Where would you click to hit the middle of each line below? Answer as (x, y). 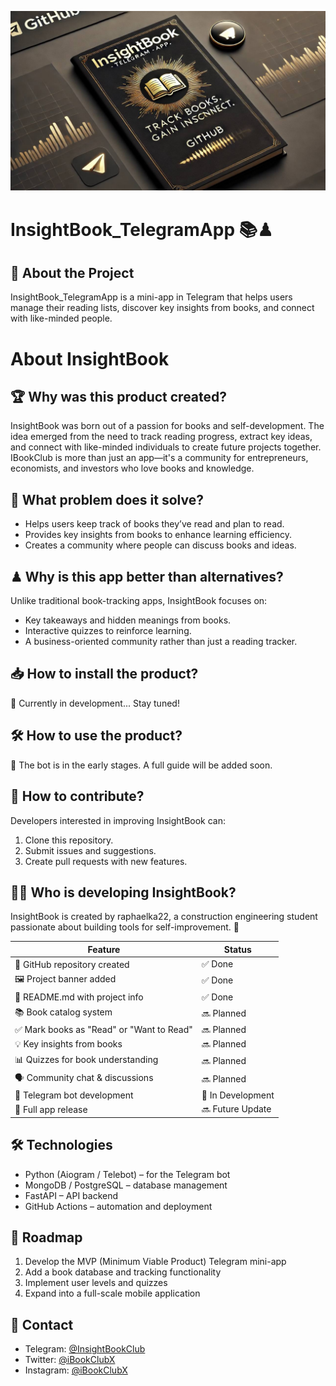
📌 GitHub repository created (72, 964)
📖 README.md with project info (79, 997)
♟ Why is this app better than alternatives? (147, 576)
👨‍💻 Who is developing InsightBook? (123, 892)
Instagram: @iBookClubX (76, 1370)
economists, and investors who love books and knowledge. (132, 468)
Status (237, 949)
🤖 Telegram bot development (74, 1095)
